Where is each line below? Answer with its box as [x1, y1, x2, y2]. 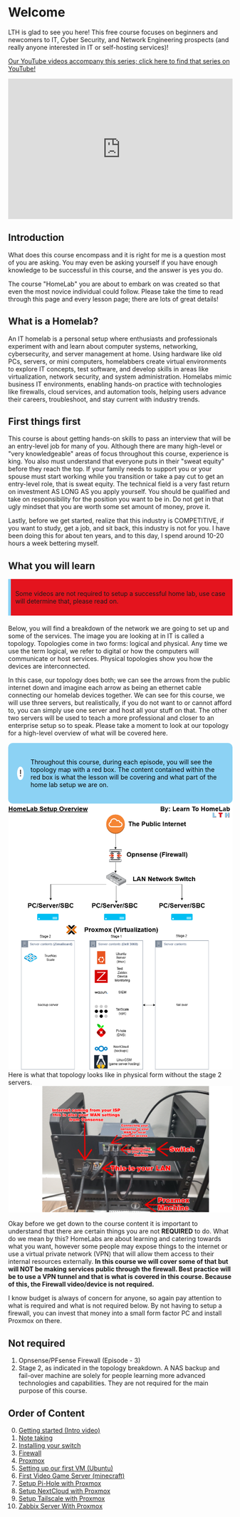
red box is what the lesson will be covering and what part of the [30, 773, 217, 781]
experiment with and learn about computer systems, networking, [8, 341, 198, 350]
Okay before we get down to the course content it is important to [8, 1220, 198, 1228]
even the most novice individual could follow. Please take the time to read [8, 287, 224, 296]
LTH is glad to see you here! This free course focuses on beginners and [8, 28, 218, 36]
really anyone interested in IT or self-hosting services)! [8, 43, 169, 51]
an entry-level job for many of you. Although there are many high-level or [8, 442, 223, 451]
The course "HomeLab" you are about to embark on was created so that [8, 279, 220, 288]
